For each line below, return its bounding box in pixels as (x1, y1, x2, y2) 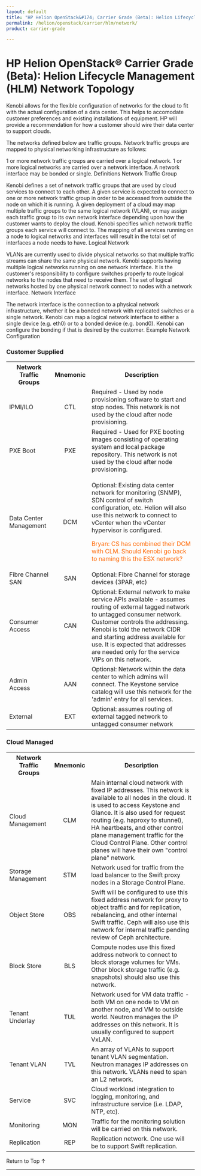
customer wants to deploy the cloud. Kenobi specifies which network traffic (6, 220, 193, 227)
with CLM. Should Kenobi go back (92, 547, 187, 556)
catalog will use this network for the (92, 687, 192, 696)
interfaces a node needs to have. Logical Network (6, 239, 130, 246)
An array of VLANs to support (90, 1045, 175, 1053)
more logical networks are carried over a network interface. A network (6, 163, 180, 171)
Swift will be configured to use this (90, 888, 188, 896)
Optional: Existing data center (92, 481, 175, 490)
